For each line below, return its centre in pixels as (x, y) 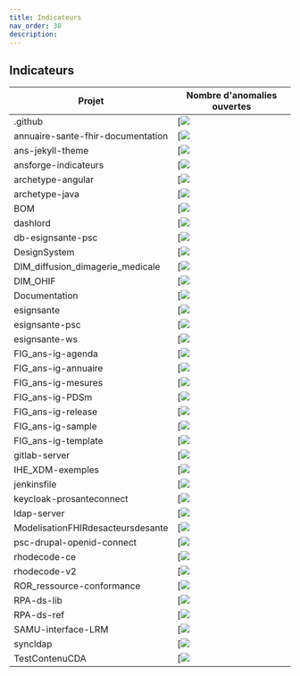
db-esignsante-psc (56, 238)
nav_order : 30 (36, 26)
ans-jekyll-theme (51, 151)
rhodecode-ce (45, 557)
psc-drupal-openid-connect (75, 543)
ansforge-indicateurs (59, 165)
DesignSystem (44, 253)
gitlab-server (42, 455)
